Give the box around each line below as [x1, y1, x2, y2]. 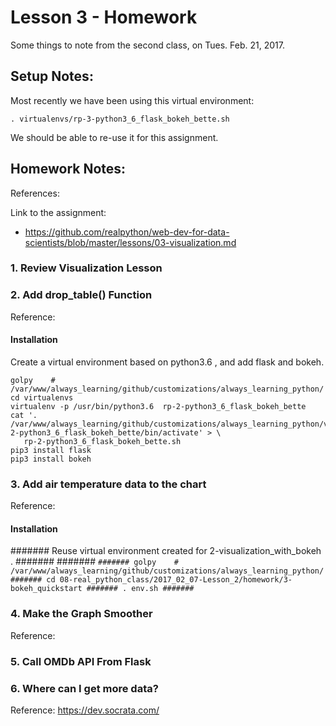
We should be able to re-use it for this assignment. [10, 131, 219, 143]
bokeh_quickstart [10, 584, 83, 594]
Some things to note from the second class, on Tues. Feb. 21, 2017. [10, 39, 285, 51]
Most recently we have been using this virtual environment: [10, 94, 255, 106]
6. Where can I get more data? [10, 681, 159, 695]
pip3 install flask [10, 445, 92, 455]
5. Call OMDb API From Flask [10, 654, 152, 668]
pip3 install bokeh [10, 454, 92, 464]
